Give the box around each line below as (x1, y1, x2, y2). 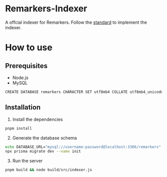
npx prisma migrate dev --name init (5, 149, 81, 154)
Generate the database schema (12, 134, 77, 141)
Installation (5, 103, 41, 112)
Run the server (12, 158, 43, 164)
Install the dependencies (12, 116, 63, 122)
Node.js (12, 75, 29, 81)
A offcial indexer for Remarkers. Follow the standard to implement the (5, 19, 148, 25)
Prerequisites (5, 61, 48, 70)
